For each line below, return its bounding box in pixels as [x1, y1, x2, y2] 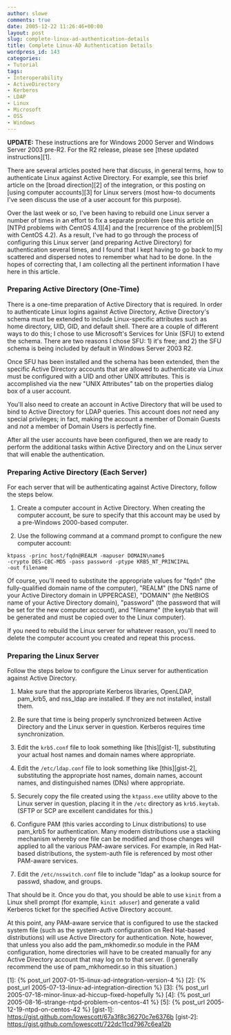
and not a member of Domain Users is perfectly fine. [7, 422, 157, 430]
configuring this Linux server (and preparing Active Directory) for [7, 238, 192, 246]
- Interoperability [7, 74, 63, 81]
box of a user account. [7, 387, 71, 395]
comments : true [7, 17, 51, 23]
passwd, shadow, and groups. [17, 877, 103, 886]
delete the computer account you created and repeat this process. [7, 634, 196, 642]
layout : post [7, 29, 45, 37]
